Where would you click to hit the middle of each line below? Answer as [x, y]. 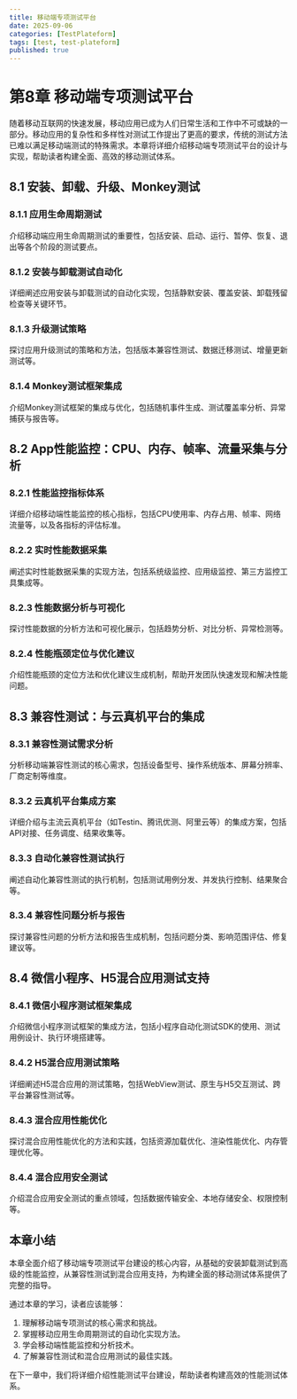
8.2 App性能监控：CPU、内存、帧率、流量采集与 [143, 449]
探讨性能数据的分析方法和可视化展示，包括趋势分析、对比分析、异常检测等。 [148, 628]
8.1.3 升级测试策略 [48, 329]
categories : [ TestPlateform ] [63, 34]
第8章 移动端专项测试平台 [101, 97]
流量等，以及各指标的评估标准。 [67, 525]
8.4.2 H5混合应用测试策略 [65, 1063]
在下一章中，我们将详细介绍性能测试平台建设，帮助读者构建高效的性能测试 [145, 1375]
